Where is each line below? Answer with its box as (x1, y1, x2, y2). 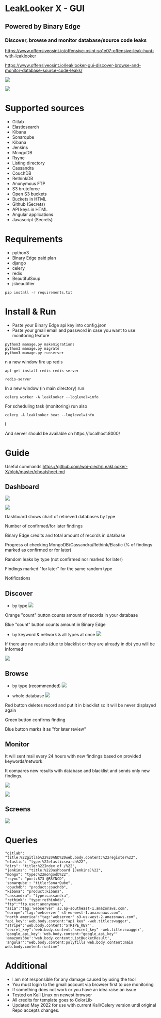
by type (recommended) (12, 683, 61, 689)
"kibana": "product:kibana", (5, 889, 64, 894)
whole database (12, 693, 45, 699)
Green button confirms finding (5, 717, 65, 723)
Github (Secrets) (12, 201, 45, 207)
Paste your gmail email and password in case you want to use (12, 327, 136, 333)
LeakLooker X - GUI (5, 3, 85, 14)
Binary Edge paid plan (12, 255, 57, 261)
